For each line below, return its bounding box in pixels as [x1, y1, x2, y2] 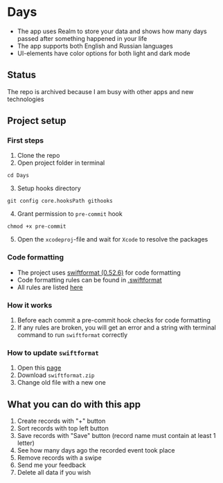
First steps [7, 136, 44, 145]
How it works [7, 300, 53, 310]
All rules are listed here [17, 283, 83, 291]
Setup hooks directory [17, 184, 81, 192]
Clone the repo [17, 152, 60, 160]
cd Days [7, 172, 30, 179]
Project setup [7, 115, 67, 127]
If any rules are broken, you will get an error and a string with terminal [17, 323, 216, 332]
